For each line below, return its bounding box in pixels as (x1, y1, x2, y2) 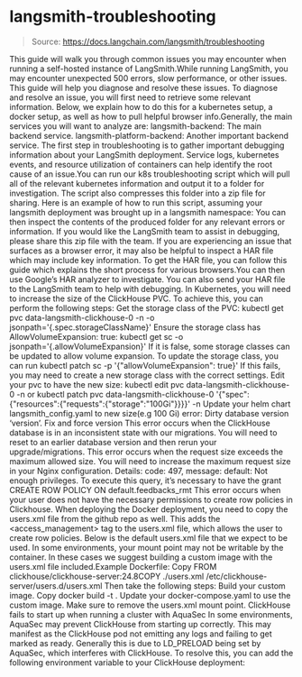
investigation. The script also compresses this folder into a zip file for (9, 188, 266, 198)
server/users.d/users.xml (9, 580, 103, 591)
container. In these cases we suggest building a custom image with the (9, 552, 273, 563)
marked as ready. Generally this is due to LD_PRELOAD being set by (9, 637, 261, 648)
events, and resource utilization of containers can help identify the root (9, 159, 273, 169)
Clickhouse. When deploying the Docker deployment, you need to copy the (9, 503, 288, 515)
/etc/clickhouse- (206, 571, 268, 581)
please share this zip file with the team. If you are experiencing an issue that (9, 235, 292, 246)
